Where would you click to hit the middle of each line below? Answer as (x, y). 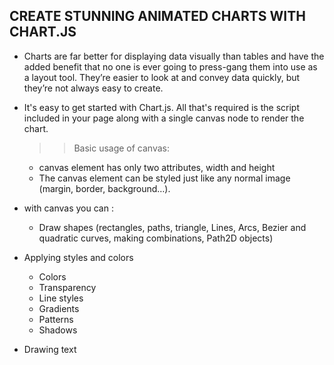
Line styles (61, 298)
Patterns (56, 319)
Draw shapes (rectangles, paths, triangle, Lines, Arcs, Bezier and (172, 227)
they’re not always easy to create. (93, 88)
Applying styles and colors (78, 257)
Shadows (58, 330)
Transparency (67, 287)
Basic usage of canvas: (122, 148)
